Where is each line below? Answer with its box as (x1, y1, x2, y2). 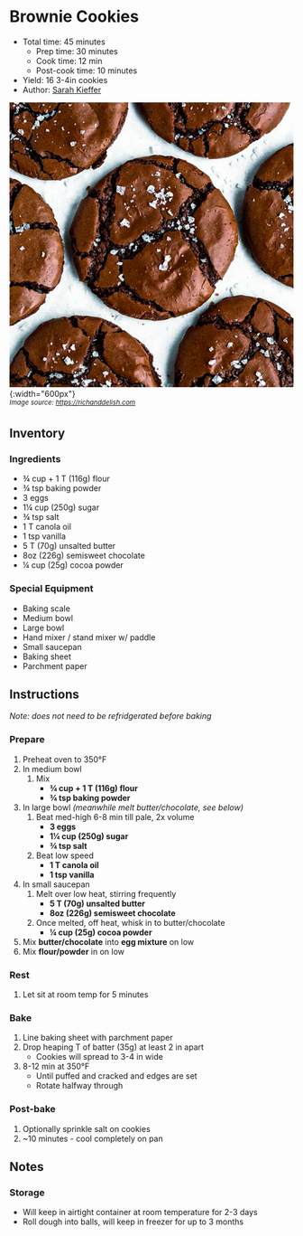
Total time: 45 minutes (22, 36, 106, 47)
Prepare (9, 733, 45, 746)
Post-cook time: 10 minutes (35, 65, 138, 76)
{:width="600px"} (9, 388, 77, 399)
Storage (9, 1186, 45, 1199)
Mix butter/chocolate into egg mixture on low (22, 936, 195, 947)
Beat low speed (35, 850, 95, 861)
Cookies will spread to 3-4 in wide (35, 1052, 164, 1062)
